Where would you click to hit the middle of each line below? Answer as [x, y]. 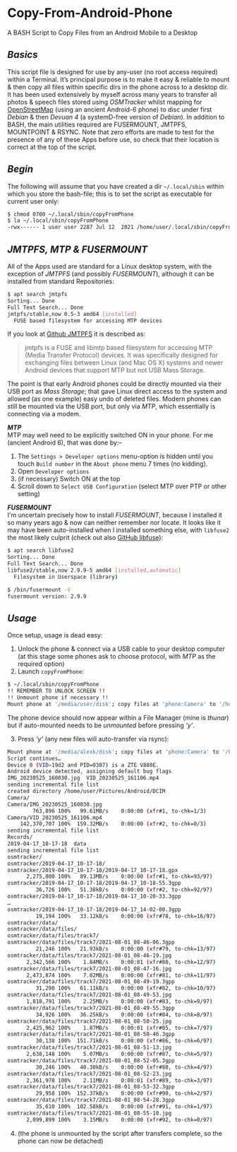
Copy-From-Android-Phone [90, 13]
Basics [23, 55]
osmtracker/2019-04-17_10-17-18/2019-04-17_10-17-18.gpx [93, 870]
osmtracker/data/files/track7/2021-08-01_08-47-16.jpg [90, 969]
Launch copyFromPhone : [51, 671]
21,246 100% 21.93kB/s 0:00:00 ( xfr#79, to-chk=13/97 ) [126, 949]
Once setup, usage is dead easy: [55, 635]
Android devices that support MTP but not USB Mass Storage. [115, 370]
